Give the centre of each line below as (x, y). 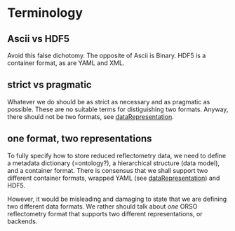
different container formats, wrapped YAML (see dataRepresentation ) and (114, 178)
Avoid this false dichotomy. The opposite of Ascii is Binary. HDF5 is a (107, 55)
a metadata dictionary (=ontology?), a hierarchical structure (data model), (113, 163)
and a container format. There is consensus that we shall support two (108, 170)
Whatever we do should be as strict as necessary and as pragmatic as (109, 101)
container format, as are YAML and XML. (66, 63)
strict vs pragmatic (50, 85)
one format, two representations (80, 139)
